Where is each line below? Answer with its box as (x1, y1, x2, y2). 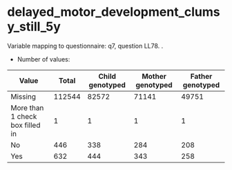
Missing (10, 91, 37, 101)
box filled (10, 120, 41, 130)
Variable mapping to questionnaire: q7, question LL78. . (7, 41, 164, 50)
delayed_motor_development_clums (7, 4, 220, 20)
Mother (141, 71, 167, 81)
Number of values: (17, 55, 70, 63)
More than (10, 103, 44, 113)
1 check (10, 111, 37, 121)
